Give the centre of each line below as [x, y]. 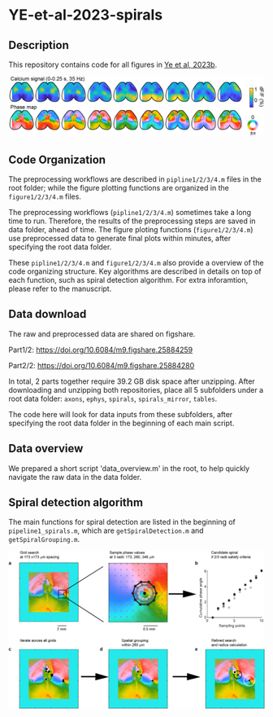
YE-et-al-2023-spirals [86, 15]
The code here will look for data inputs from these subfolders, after [121, 414]
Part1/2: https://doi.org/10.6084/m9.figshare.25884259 [101, 350]
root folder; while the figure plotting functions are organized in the [119, 187]
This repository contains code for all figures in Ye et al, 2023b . [113, 64]
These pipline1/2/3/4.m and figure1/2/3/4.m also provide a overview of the [136, 262]
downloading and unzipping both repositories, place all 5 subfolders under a [136, 389]
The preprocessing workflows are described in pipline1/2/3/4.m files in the [135, 179]
